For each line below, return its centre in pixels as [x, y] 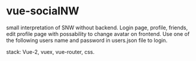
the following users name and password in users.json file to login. [87, 40]
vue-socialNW [43, 11]
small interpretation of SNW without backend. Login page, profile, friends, [97, 28]
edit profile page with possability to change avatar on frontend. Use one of [98, 33]
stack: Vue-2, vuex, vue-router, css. [50, 51]
